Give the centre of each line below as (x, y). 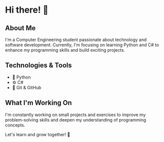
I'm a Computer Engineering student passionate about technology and (76, 40)
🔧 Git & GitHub (27, 87)
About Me (20, 28)
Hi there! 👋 (27, 10)
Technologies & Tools (38, 65)
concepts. (15, 125)
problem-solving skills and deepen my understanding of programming (76, 120)
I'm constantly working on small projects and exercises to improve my (75, 115)
